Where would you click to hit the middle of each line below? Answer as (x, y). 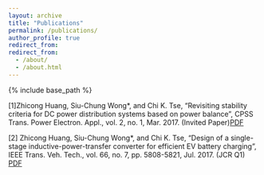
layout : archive (35, 16)
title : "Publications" (46, 23)
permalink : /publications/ (53, 30)
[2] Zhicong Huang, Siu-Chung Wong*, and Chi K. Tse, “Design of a (119, 138)
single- (242, 138)
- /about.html (39, 68)
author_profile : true (44, 38)
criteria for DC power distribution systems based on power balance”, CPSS (131, 114)
